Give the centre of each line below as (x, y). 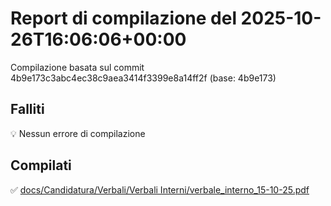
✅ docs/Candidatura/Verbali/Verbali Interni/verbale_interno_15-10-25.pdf (160, 189)
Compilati (41, 165)
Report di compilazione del (123, 18)
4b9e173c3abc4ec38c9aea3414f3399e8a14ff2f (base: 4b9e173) (143, 78)
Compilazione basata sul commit (77, 67)
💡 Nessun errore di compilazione (78, 133)
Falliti (27, 109)
